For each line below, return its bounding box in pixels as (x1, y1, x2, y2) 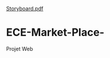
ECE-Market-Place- (6, 26, 105, 39)
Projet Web (6, 45, 34, 52)
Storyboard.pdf (6, 5, 44, 12)
